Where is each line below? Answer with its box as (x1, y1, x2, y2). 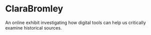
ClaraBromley (5, 3, 64, 14)
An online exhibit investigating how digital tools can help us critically (5, 19, 146, 25)
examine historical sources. (5, 24, 62, 30)
